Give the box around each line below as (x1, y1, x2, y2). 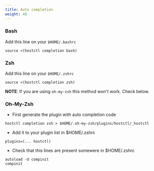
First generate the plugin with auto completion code (12, 112, 116, 117)
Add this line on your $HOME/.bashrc (5, 38, 77, 44)
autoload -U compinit (5, 157, 49, 162)
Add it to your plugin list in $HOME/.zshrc (12, 130, 96, 135)
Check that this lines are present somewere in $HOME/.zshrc (12, 148, 135, 153)
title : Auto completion (5, 7, 54, 12)
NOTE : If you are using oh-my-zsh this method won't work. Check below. (5, 89, 150, 95)
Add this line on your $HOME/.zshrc (5, 71, 74, 76)
